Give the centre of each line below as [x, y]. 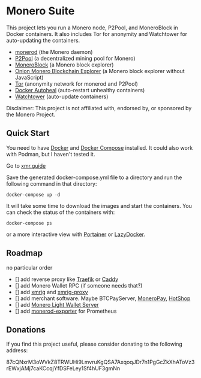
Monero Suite [40, 11]
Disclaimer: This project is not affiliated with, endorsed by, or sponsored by [99, 108]
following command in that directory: [52, 183]
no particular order [29, 267]
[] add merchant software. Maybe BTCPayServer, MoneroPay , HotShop [103, 298]
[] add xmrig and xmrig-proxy [51, 292]
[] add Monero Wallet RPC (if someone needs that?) [79, 285]
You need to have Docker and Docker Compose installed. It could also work [100, 147]
